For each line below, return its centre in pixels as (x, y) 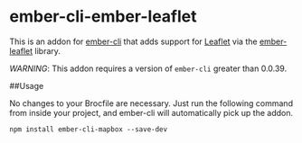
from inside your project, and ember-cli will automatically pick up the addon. (151, 112)
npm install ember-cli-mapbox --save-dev (89, 129)
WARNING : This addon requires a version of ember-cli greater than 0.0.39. (148, 68)
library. (48, 50)
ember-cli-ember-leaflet (103, 17)
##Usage (27, 85)
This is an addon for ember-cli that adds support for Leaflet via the (133, 41)
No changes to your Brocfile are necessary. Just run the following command (151, 103)
